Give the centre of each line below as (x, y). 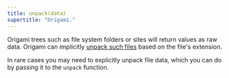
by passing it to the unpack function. (58, 67)
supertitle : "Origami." (42, 20)
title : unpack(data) (37, 13)
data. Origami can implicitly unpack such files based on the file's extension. (115, 47)
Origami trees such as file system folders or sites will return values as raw (112, 39)
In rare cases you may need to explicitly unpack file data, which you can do (114, 60)
